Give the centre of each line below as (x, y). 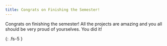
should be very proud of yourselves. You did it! (54, 29)
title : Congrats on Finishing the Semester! (53, 10)
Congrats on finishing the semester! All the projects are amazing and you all (84, 24)
